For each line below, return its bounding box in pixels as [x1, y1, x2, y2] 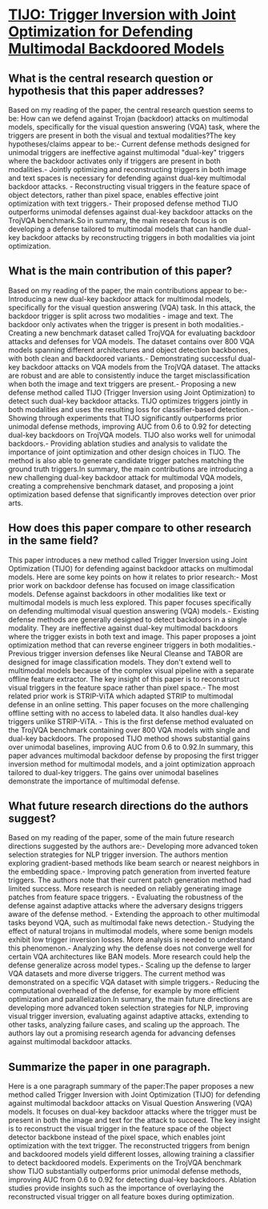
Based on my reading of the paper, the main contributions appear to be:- [8, 286, 248, 295]
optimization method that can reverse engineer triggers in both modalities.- [8, 640, 256, 650]
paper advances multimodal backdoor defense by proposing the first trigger [8, 751, 259, 760]
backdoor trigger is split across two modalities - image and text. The [8, 310, 234, 321]
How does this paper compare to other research [8, 522, 252, 535]
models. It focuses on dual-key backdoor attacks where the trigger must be [8, 1107, 258, 1117]
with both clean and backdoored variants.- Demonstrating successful [8, 354, 238, 363]
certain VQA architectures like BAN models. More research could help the [8, 952, 250, 962]
